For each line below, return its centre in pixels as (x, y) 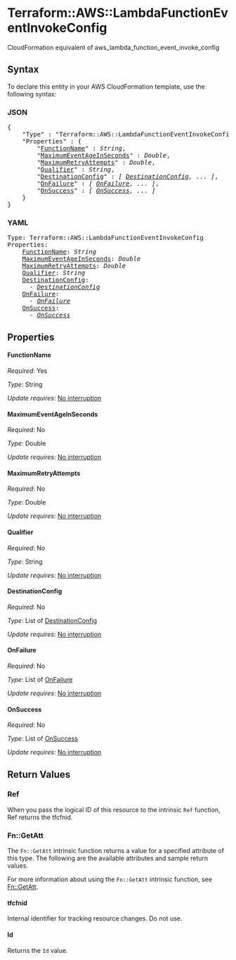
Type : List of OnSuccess (43, 739)
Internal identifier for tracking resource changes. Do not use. (95, 918)
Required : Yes (27, 370)
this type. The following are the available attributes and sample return (108, 858)
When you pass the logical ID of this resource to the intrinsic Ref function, (114, 809)
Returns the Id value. (38, 950)
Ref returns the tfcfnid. (40, 817)
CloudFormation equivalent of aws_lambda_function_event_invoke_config (113, 47)
